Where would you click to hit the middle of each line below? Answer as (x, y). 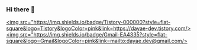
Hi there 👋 (21, 9)
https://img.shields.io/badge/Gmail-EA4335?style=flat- (100, 35)
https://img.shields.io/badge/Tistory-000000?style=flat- (102, 22)
